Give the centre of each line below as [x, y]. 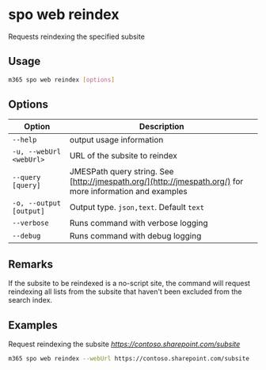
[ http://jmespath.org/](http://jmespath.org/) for [157, 181]
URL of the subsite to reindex [124, 156]
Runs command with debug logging [136, 236]
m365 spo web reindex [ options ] [61, 80]
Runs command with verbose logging [139, 223]
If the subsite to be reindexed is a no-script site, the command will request [129, 284]
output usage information [117, 140]
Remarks [31, 264]
